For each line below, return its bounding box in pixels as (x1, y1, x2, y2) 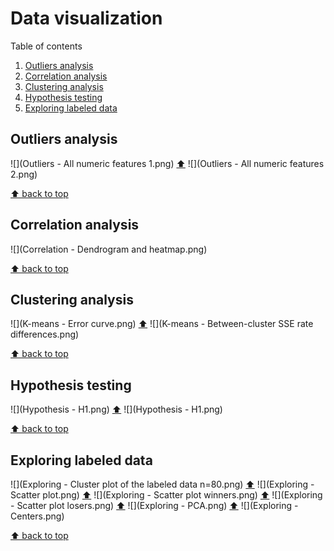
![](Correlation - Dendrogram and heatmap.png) (10, 243, 208, 255)
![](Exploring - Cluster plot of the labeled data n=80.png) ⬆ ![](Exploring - (10, 478, 315, 490)
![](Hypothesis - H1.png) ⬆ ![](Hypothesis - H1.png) (10, 403, 223, 416)
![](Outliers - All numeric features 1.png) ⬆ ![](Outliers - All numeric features (10, 157, 325, 169)
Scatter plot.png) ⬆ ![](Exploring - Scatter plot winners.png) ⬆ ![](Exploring (10, 489, 323, 501)
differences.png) (10, 328, 80, 341)
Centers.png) (10, 510, 65, 522)
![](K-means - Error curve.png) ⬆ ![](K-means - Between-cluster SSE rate (10, 318, 314, 330)
